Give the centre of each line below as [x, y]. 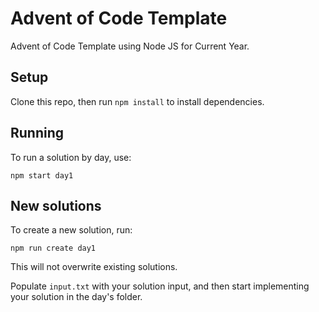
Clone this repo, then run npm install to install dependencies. [137, 101]
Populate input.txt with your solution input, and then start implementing [160, 286]
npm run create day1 [53, 248]
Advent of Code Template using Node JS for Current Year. [130, 46]
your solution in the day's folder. [76, 297]
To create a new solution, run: [71, 230]
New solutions [56, 205]
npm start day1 [42, 175]
